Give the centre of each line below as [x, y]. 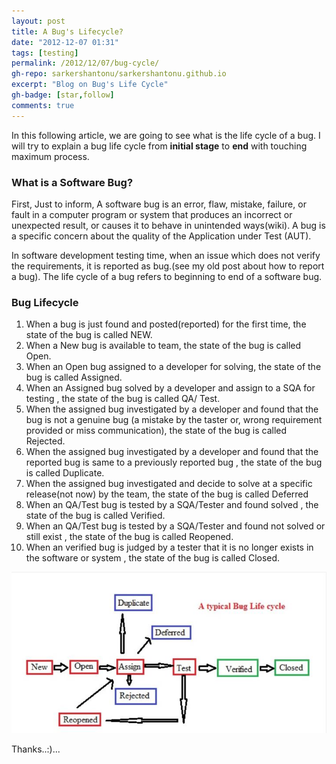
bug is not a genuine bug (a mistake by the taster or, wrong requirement [174, 420]
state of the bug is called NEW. [89, 335]
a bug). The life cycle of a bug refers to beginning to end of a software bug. [167, 276]
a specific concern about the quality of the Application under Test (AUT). [161, 236]
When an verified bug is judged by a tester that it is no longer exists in [169, 547]
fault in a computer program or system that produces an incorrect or [152, 214]
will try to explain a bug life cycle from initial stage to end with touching [159, 146]
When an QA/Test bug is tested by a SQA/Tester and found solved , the [172, 505]
